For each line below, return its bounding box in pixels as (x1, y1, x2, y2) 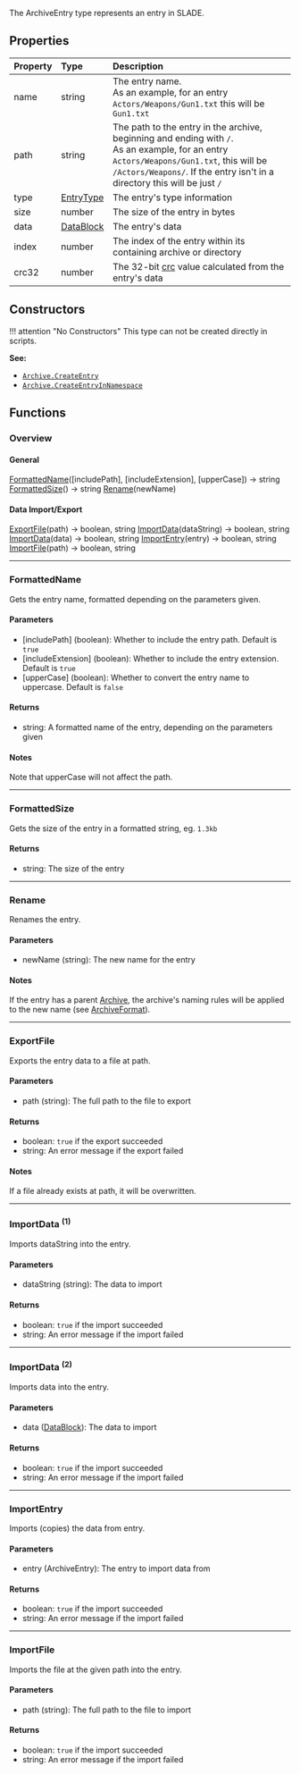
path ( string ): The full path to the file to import (21, 1704, 192, 1715)
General (9, 454, 40, 465)
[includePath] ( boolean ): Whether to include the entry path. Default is (21, 634, 278, 644)
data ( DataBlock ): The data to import (21, 1422, 157, 1433)
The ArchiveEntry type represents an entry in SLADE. (9, 8, 205, 18)
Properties (9, 33, 70, 48)
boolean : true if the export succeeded (21, 1136, 163, 1147)
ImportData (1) (9, 1216, 71, 1231)
